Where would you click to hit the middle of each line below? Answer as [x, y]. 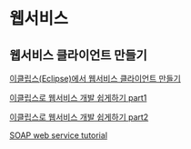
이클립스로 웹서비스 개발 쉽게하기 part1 [78, 98]
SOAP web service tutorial [58, 135]
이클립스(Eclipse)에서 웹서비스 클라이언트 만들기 [95, 79]
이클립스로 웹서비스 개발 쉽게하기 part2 [79, 117]
